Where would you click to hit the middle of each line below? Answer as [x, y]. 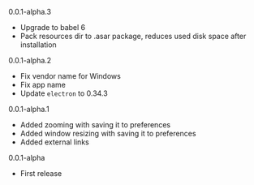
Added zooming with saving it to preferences [95, 125]
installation [38, 45]
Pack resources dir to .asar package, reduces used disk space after [133, 36]
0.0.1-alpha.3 [30, 12]
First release [41, 173]
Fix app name [43, 85]
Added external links [54, 142]
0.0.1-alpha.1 [29, 109]
